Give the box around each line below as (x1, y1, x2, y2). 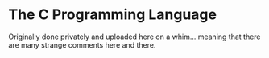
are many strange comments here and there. (8, 40, 156, 49)
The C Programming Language (8, 6, 217, 24)
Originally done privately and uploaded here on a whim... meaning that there (8, 32, 261, 41)
